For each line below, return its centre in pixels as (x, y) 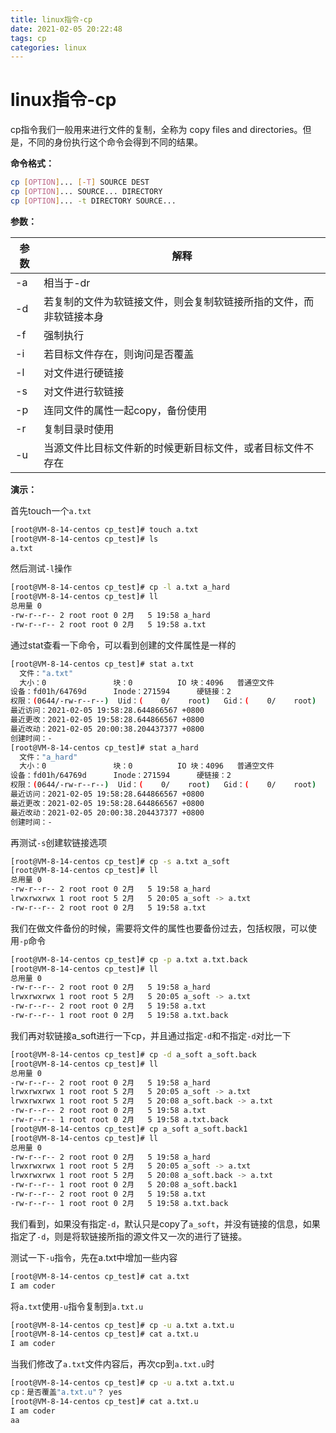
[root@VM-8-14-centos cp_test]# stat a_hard (104, 747)
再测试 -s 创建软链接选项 (59, 842)
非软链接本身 (74, 316)
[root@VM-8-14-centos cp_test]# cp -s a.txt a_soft (120, 861)
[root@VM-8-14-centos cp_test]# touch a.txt (104, 529)
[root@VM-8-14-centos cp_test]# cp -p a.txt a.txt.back (129, 959)
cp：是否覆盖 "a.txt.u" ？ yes (66, 1392)
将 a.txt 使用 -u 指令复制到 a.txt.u (77, 1306)
